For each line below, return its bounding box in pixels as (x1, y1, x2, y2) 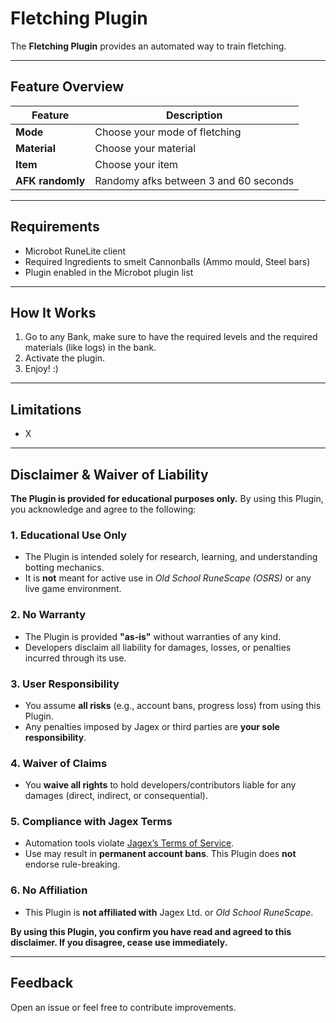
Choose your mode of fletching (94, 125, 242, 139)
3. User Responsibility (10, 677, 120, 691)
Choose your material (94, 141, 197, 155)
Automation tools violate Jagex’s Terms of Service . (24, 837, 235, 849)
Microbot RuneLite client (24, 245, 127, 257)
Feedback (10, 975, 74, 992)
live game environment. (24, 583, 122, 595)
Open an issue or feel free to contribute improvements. (10, 1001, 237, 1013)
